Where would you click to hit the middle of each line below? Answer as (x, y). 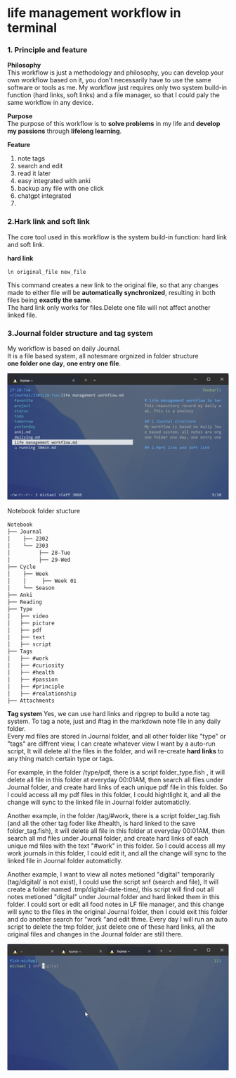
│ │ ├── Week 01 (42, 581)
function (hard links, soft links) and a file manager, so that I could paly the (113, 95)
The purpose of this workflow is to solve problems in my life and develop (114, 124)
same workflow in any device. (50, 103)
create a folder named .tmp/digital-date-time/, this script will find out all (111, 889)
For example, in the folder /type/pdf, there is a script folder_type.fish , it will (116, 772)
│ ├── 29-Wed (39, 560)
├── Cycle (22, 567)
